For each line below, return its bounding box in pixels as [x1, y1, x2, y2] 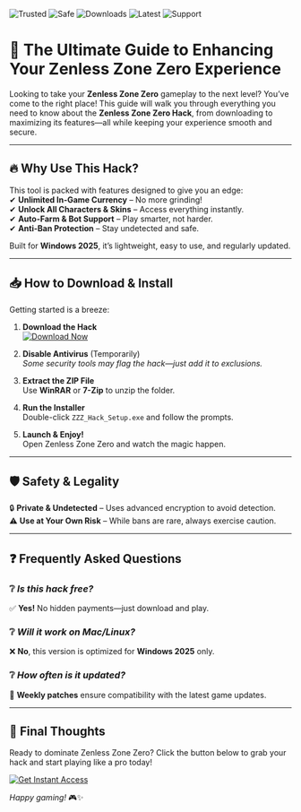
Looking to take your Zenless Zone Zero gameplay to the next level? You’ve [9, 88, 289, 99]
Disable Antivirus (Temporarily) [21, 348, 141, 358]
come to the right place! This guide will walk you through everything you [9, 98, 276, 108]
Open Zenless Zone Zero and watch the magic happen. [21, 438, 227, 449]
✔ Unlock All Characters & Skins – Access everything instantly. [9, 203, 245, 214]
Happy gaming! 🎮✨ [9, 792, 84, 803]
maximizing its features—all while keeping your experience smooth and [9, 117, 272, 127]
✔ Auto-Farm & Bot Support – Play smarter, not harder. [9, 213, 213, 224]
